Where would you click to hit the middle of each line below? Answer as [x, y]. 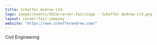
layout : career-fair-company [35, 19]
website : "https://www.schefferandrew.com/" [51, 23]
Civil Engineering [22, 37]
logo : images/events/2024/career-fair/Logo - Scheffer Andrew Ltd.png [79, 14]
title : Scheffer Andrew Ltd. [35, 10]
